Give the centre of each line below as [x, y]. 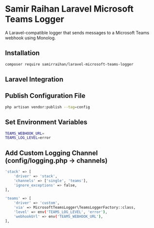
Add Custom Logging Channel [51, 153]
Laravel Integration [34, 79]
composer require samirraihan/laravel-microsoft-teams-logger [69, 64]
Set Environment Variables [46, 122]
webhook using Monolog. [30, 38]
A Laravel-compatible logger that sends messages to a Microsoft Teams [77, 33]
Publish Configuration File [45, 96]
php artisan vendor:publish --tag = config [48, 107]
